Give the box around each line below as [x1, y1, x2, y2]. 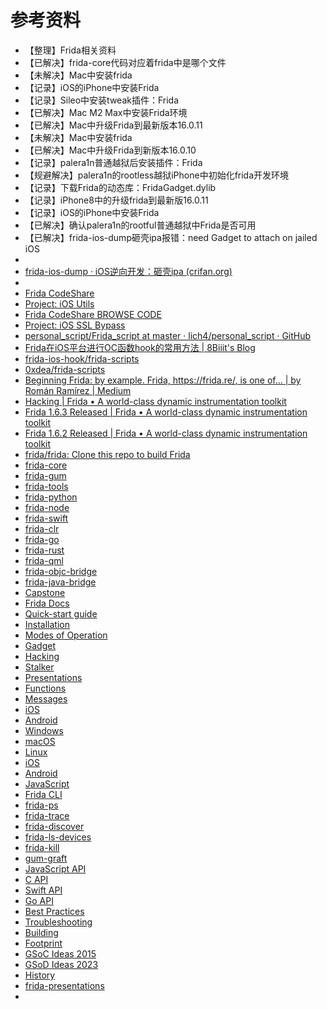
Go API [24, 894, 54, 906]
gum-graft [24, 852, 68, 864]
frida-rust [24, 544, 65, 556]
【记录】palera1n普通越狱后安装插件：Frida [24, 156, 203, 168]
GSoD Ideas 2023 [24, 958, 99, 970]
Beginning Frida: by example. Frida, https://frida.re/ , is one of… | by [24, 374, 302, 386]
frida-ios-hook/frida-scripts [24, 352, 140, 365]
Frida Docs [24, 597, 70, 609]
